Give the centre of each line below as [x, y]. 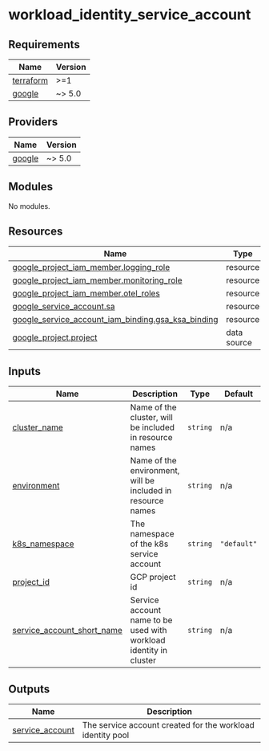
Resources [36, 232]
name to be [151, 620]
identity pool [106, 735]
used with [149, 631]
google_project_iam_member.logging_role [91, 267]
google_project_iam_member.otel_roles [86, 293]
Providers [33, 122]
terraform [30, 80]
